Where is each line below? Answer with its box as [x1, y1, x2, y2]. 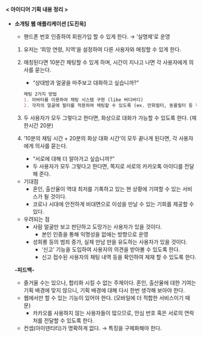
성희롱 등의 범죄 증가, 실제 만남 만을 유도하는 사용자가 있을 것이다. [32, 238, 188, 245]
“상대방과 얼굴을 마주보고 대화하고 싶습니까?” [32, 79, 139, 87]
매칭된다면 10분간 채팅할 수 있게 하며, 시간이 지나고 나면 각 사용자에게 [23, 59, 188, 66]
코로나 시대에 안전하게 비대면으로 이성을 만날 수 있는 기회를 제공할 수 [32, 200, 195, 208]
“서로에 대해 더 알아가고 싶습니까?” [32, 155, 115, 162]
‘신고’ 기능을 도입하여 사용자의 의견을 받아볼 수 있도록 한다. [41, 246, 181, 253]
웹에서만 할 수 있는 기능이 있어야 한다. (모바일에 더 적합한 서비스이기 [23, 294, 184, 301]
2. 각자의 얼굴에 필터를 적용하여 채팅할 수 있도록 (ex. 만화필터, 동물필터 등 [23, 102, 193, 108]
